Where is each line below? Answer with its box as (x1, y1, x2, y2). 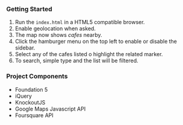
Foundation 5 (14, 86, 48, 93)
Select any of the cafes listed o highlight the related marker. (14, 51, 163, 58)
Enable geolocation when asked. (14, 25, 96, 32)
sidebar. (14, 44, 36, 51)
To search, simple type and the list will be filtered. (14, 57, 138, 65)
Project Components (6, 72, 68, 80)
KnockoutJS (14, 98, 46, 106)
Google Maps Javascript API (14, 105, 86, 112)
